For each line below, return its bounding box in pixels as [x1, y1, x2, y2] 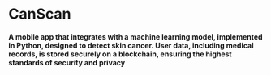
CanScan [8, 5, 71, 23]
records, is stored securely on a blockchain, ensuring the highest [8, 49, 233, 59]
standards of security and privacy [8, 57, 126, 67]
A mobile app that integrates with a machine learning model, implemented [8, 31, 263, 41]
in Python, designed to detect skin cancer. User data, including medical [8, 40, 254, 50]
